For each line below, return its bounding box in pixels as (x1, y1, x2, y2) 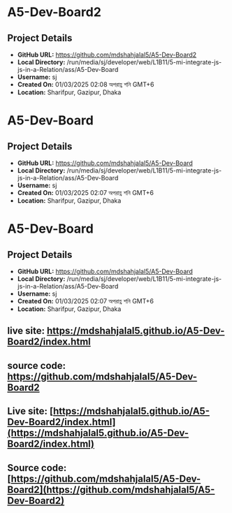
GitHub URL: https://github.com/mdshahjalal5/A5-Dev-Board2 (17, 50, 197, 59)
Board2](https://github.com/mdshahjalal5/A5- (7, 484, 215, 496)
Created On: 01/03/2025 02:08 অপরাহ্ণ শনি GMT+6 (17, 80, 154, 88)
